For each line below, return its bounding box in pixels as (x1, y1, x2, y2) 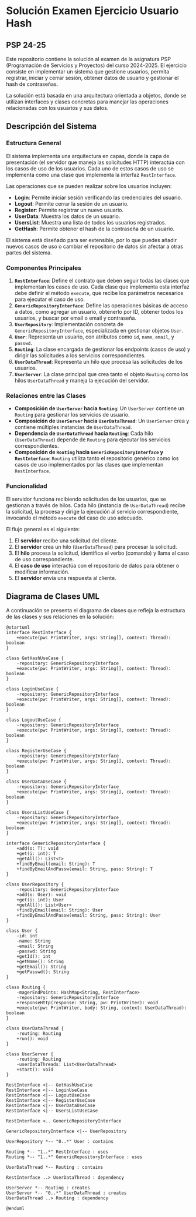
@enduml (6, 1206, 25, 1212)
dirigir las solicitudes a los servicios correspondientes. (14, 351, 146, 359)
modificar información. (14, 568, 70, 575)
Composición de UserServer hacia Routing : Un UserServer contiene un (14, 405, 184, 412)
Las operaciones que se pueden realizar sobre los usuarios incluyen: (6, 182, 172, 189)
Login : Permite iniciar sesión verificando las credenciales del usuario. (14, 194, 183, 201)
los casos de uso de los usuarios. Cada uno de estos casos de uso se (6, 165, 174, 172)
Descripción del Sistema (6, 122, 97, 132)
